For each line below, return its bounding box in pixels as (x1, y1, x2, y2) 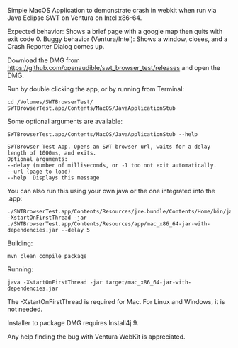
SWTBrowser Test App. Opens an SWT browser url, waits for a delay (7, 143, 211, 150)
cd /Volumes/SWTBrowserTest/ (7, 99, 93, 106)
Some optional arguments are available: (7, 117, 123, 125)
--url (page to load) (7, 168, 72, 175)
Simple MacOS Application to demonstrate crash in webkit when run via (7, 6, 217, 14)
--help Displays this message (7, 174, 100, 181)
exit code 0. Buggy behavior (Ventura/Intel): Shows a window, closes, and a (7, 35, 228, 43)
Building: (7, 239, 33, 247)
